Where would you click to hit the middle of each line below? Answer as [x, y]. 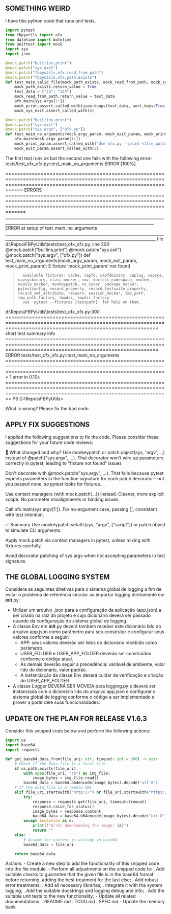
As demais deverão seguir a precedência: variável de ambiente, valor [93, 664]
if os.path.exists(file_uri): [47, 768]
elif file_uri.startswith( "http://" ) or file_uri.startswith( [82, 792]
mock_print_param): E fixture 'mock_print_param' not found [68, 266]
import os [16, 740]
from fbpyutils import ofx [34, 35]
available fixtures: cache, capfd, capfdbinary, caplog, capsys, [93, 275]
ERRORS [33, 190]
